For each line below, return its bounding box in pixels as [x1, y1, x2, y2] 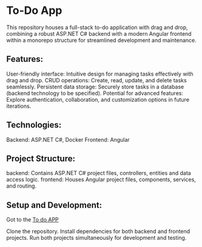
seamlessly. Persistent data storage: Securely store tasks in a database [6, 83, 184, 90]
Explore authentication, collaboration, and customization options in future [6, 96, 190, 103]
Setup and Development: [6, 200, 102, 210]
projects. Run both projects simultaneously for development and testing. [6, 234, 187, 242]
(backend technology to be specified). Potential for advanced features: [6, 89, 184, 97]
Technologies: [6, 120, 62, 130]
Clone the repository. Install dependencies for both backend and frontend [6, 228, 190, 235]
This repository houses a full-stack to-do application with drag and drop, [6, 24, 188, 31]
